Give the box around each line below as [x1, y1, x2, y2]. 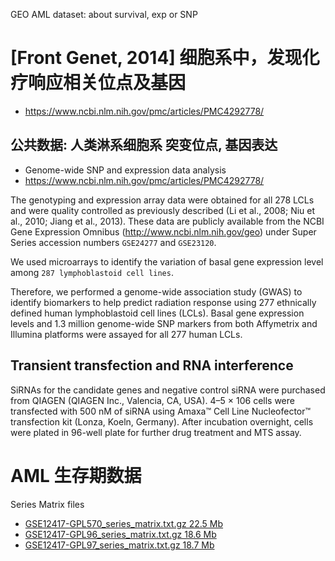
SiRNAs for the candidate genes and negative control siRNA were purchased [10, 384, 326, 396]
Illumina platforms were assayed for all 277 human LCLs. [10, 328, 243, 340]
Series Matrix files [10, 498, 85, 510]
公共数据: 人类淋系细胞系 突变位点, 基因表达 [10, 137, 278, 154]
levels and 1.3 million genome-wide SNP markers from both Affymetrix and [10, 317, 318, 329]
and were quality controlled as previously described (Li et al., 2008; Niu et [10, 204, 316, 216]
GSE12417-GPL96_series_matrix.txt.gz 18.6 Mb [24, 528, 217, 540]
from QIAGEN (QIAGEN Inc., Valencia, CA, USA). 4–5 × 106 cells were [10, 394, 295, 406]
